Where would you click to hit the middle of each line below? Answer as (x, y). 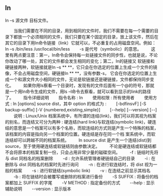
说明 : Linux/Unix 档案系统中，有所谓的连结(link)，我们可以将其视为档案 (85, 116)
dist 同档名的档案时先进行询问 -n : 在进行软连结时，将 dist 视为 (86, 164)
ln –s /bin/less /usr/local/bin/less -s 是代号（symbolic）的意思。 (73, 49)
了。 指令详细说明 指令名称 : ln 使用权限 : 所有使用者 (70, 97)
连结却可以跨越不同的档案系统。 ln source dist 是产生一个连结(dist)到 (78, 140)
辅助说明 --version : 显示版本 (38, 189)
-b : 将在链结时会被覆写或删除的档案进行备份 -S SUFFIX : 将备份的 (84, 177)
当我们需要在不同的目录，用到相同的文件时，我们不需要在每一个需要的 (84, 31)
